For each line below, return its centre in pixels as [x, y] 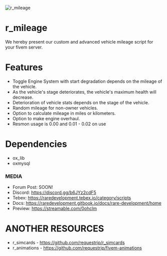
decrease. [23, 97]
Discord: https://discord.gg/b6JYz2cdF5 [54, 192]
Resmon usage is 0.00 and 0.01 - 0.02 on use [59, 124]
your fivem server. [24, 47]
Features [24, 67]
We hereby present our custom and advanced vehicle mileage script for [79, 42]
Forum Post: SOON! [33, 187]
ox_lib [19, 158]
